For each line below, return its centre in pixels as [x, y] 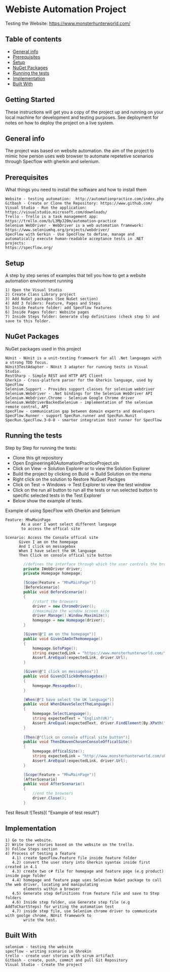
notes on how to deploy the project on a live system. [60, 123]
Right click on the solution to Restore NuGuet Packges [69, 479]
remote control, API [27, 407]
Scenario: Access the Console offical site [52, 537]
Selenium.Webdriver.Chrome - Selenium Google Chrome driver [70, 398]
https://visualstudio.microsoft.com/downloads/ [56, 212]
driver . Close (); [49, 798]
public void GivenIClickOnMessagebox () [66, 676]
